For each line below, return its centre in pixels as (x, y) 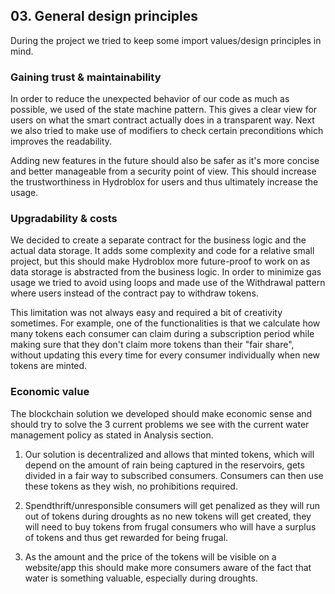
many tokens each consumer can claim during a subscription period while (162, 334)
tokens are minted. (49, 366)
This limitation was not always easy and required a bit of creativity (146, 313)
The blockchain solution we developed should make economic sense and (161, 413)
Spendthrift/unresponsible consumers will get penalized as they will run (172, 505)
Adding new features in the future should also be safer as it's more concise (165, 161)
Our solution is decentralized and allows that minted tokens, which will (169, 454)
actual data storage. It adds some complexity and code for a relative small (162, 251)
